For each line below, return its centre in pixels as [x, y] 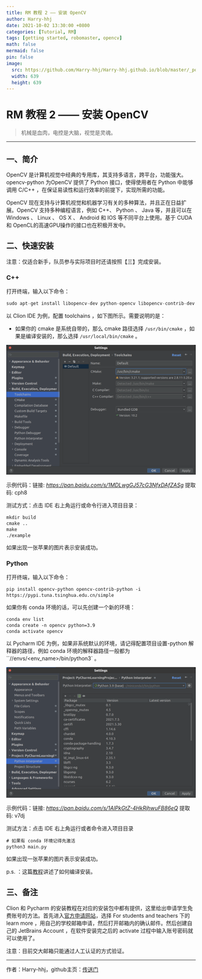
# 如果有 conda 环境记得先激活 [41, 841]
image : [14, 63]
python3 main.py [26, 847]
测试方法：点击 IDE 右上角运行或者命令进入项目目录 [70, 828]
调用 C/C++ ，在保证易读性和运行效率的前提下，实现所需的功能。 [87, 190]
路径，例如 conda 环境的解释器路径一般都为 [76, 651]
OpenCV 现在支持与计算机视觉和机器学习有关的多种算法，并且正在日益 [94, 202]
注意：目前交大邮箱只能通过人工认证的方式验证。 [67, 951]
